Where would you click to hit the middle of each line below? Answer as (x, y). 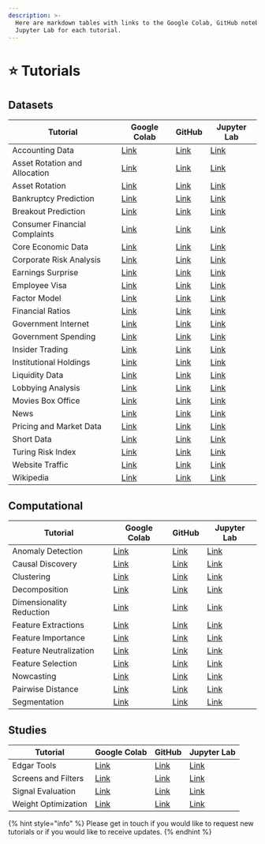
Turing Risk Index (44, 452)
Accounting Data (43, 151)
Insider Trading (40, 349)
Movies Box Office (46, 401)
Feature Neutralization (53, 651)
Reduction (31, 612)
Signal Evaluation (44, 791)
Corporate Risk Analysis (56, 260)
